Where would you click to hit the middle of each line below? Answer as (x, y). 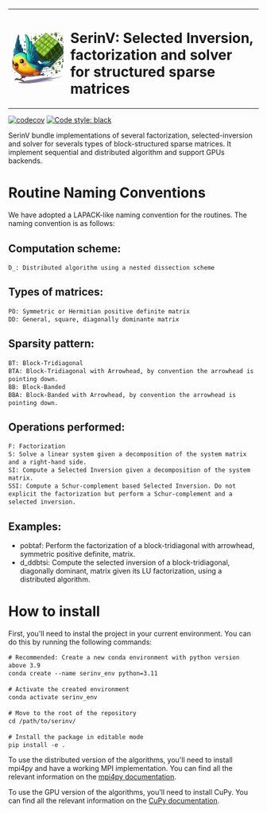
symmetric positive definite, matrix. (77, 554)
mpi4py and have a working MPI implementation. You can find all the (120, 768)
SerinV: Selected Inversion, (162, 38)
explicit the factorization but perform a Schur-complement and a (120, 494)
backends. (25, 161)
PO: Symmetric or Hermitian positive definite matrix (99, 311)
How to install (54, 611)
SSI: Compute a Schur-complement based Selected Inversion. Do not (122, 486)
